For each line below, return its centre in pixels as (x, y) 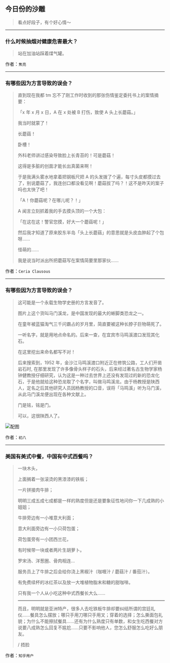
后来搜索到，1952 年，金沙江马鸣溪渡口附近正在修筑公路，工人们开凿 (90, 362)
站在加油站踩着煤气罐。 (42, 53)
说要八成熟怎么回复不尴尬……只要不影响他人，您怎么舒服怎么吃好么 (88, 628)
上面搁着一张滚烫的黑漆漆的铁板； (53, 479)
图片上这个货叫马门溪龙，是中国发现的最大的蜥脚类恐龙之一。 (82, 313)
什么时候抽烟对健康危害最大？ (42, 41)
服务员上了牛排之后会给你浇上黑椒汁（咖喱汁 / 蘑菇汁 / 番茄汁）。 (85, 572)
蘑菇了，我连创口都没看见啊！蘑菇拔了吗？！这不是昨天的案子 (100, 183)
